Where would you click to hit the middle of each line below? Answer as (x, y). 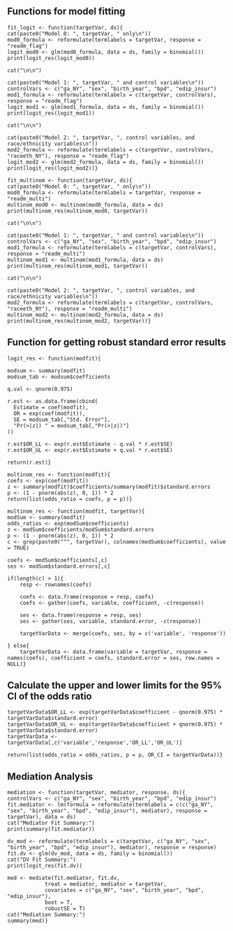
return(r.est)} (29, 462)
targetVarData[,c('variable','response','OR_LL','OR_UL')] (95, 743)
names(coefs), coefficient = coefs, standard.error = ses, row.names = (113, 658)
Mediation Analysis (50, 776)
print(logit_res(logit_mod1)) (51, 113)
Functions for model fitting (66, 12)
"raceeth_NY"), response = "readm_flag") (68, 156)
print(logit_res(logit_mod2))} (53, 168)
